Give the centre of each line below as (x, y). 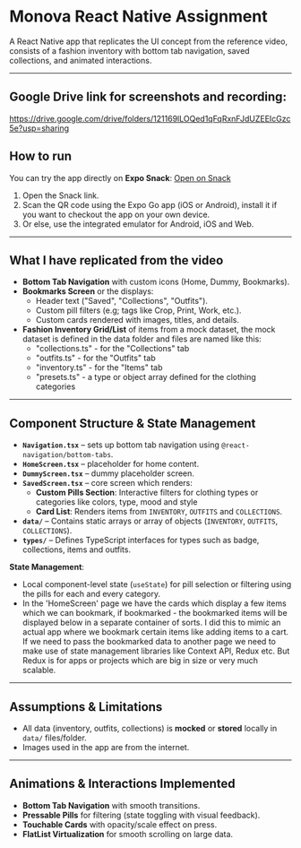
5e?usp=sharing (39, 128)
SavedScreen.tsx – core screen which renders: (107, 483)
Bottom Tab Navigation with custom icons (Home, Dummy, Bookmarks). (156, 282)
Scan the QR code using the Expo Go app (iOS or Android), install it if (150, 204)
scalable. (39, 671)
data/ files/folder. (54, 738)
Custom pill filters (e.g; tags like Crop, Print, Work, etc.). (138, 310)
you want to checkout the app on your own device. (116, 214)
